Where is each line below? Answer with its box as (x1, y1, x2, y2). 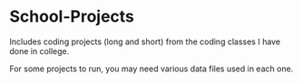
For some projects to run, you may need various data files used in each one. (9, 63, 294, 74)
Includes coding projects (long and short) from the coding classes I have (9, 36, 281, 47)
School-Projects (9, 6, 134, 27)
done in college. (9, 45, 70, 56)
